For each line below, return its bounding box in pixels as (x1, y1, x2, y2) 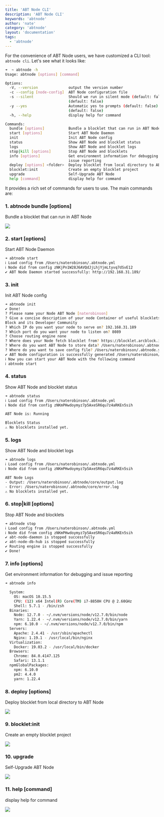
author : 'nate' (5, 21, 36, 26)
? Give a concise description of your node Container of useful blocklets (5, 315, 161, 321)
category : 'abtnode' (5, 26, 47, 30)
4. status (5, 373, 27, 380)
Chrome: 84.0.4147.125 (14, 654, 60, 658)
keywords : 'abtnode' (5, 16, 47, 21)
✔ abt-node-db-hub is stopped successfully (5, 540, 95, 545)
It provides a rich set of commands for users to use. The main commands (5, 185, 153, 191)
